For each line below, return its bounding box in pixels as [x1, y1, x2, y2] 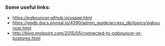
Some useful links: [5, 4, 51, 11]
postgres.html [12, 35, 41, 41]
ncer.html [12, 25, 32, 31]
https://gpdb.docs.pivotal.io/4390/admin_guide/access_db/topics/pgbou [12, 20, 160, 26]
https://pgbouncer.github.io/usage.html [12, 15, 92, 21]
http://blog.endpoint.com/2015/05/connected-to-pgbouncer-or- [12, 31, 142, 36]
